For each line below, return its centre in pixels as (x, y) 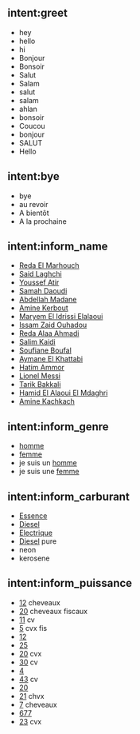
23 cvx (30, 721)
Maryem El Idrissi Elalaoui (61, 317)
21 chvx (31, 696)
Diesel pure (38, 541)
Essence (33, 516)
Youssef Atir (39, 282)
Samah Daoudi (43, 291)
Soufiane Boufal (45, 350)
